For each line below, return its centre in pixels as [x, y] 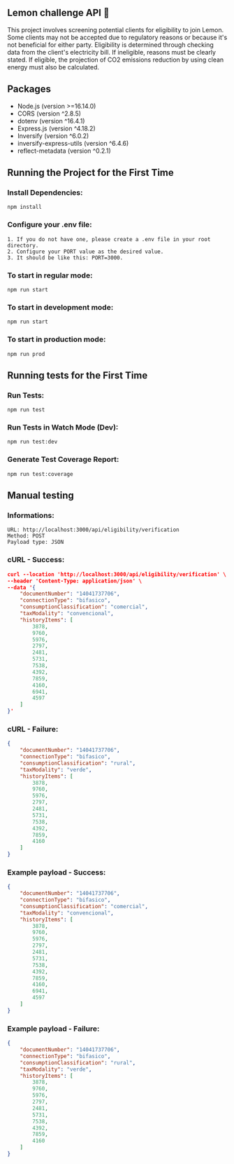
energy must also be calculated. [53, 67]
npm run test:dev [32, 442]
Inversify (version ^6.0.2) [53, 136]
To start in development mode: [60, 307]
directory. [23, 245]
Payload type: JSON [36, 542]
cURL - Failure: [33, 729]
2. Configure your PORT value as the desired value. [86, 252]
